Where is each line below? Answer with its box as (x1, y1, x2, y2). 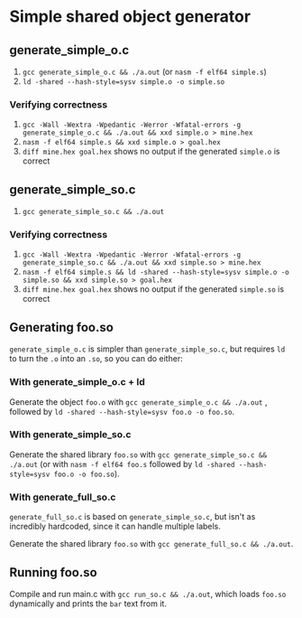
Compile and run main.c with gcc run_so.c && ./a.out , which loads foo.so (9, 588, 287, 599)
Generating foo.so (9, 319, 114, 335)
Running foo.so (9, 565, 97, 580)
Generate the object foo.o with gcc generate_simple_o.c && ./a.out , (9, 396, 268, 407)
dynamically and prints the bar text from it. (9, 598, 167, 609)
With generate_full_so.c (9, 491, 116, 503)
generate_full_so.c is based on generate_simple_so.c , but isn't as (9, 511, 256, 522)
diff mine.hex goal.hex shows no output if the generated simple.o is (22, 146, 280, 157)
